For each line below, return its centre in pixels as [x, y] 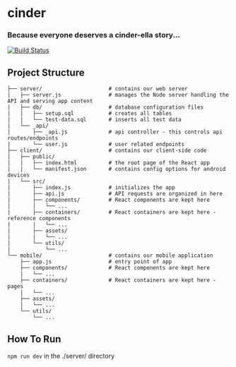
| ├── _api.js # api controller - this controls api [115, 132]
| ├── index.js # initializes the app [91, 188]
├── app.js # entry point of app [96, 262]
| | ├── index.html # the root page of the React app [109, 163]
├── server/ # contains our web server [98, 89]
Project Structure [46, 72]
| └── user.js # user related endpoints [96, 145]
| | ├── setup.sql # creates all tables [90, 114]
